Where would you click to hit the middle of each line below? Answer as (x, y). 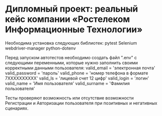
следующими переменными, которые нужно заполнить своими (72, 63)
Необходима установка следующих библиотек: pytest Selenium (71, 43)
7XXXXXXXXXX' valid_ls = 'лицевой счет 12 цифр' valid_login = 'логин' (77, 78)
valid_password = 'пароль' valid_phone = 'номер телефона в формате (77, 73)
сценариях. (17, 108)
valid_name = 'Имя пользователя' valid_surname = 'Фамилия (67, 83)
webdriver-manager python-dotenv (41, 48)
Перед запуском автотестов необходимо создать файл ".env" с (71, 57)
